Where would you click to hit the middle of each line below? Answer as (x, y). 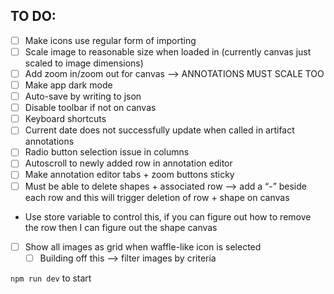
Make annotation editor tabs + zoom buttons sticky (129, 175)
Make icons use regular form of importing (110, 40)
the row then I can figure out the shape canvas (121, 227)
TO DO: (33, 16)
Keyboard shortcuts (65, 119)
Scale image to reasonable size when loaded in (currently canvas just (168, 51)
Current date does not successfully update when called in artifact (159, 130)
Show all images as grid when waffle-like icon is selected (143, 246)
